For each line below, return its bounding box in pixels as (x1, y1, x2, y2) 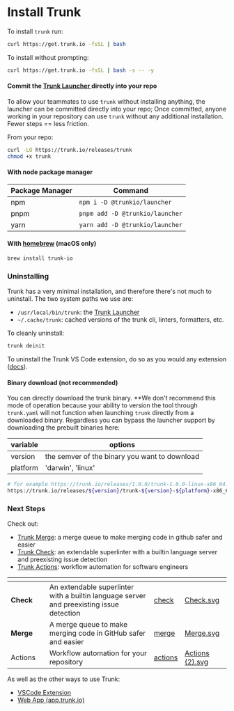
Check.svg (184, 595, 220, 605)
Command (113, 185, 148, 195)
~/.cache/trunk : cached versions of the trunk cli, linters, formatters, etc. (17, 315, 224, 324)
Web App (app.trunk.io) (17, 696, 85, 704)
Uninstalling (7, 271, 49, 281)
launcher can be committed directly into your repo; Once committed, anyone (7, 104, 227, 113)
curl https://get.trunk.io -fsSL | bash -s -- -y (7, 67, 155, 74)
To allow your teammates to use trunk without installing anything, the (7, 97, 205, 105)
